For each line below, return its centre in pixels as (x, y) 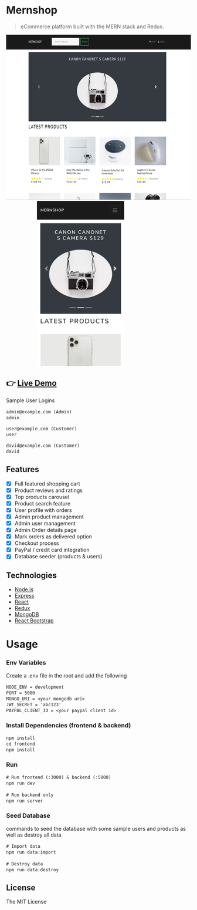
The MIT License (26, 902)
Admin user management (45, 523)
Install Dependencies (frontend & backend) (69, 725)
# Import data (23, 846)
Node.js (24, 589)
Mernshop (32, 10)
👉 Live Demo (31, 383)
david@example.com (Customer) (43, 446)
